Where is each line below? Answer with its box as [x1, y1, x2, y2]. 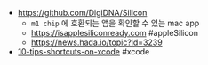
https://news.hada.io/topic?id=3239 [30, 37, 163, 47]
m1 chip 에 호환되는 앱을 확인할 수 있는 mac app [30, 18, 200, 28]
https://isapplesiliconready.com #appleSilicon [30, 28, 198, 38]
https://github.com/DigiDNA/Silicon [17, 8, 148, 18]
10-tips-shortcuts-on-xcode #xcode [17, 47, 150, 56]
